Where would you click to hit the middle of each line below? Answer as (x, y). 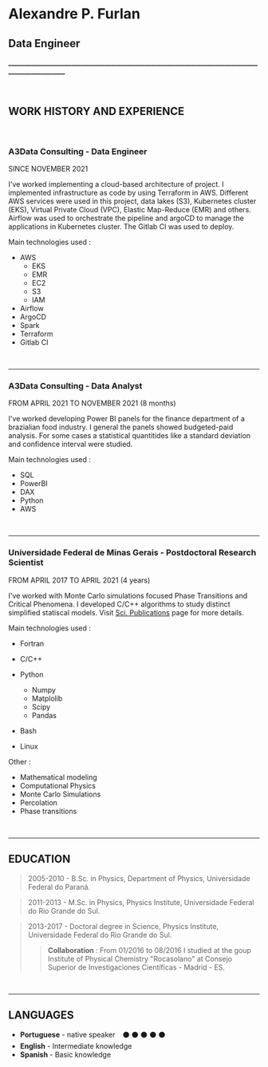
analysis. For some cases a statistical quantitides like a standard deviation (130, 436)
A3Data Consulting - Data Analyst (75, 386)
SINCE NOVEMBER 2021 (48, 169)
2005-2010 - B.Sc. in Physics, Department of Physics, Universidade (139, 878)
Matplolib (47, 698)
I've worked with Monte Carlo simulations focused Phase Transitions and (128, 595)
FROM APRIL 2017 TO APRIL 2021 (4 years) (79, 580)
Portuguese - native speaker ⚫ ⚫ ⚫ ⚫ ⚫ (93, 1035)
